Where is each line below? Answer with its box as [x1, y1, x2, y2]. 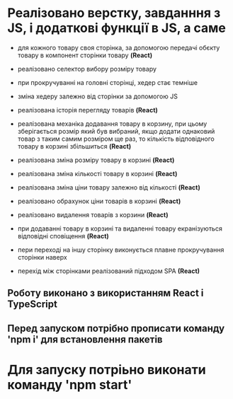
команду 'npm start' [7, 376, 132, 393]
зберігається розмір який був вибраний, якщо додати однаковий [17, 127, 215, 135]
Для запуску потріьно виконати [7, 362, 207, 378]
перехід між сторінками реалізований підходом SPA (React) [17, 267, 200, 275]
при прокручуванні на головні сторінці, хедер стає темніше [17, 78, 198, 86]
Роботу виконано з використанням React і [7, 287, 204, 299]
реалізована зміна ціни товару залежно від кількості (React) [17, 183, 200, 192]
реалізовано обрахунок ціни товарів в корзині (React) [17, 197, 181, 205]
